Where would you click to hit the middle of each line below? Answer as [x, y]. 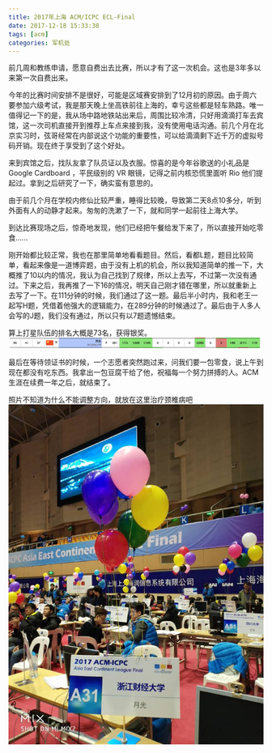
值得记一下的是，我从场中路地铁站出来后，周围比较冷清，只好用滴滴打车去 [132, 115]
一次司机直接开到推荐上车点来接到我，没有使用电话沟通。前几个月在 [143, 125]
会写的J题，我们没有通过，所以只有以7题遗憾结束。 [94, 316]
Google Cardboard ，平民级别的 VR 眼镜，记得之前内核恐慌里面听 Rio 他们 [132, 173]
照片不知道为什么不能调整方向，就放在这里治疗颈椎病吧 [100, 400]
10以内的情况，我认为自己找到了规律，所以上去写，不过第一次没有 [140, 275]
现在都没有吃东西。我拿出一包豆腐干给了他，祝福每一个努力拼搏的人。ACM [134, 372]
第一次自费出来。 [44, 78]
